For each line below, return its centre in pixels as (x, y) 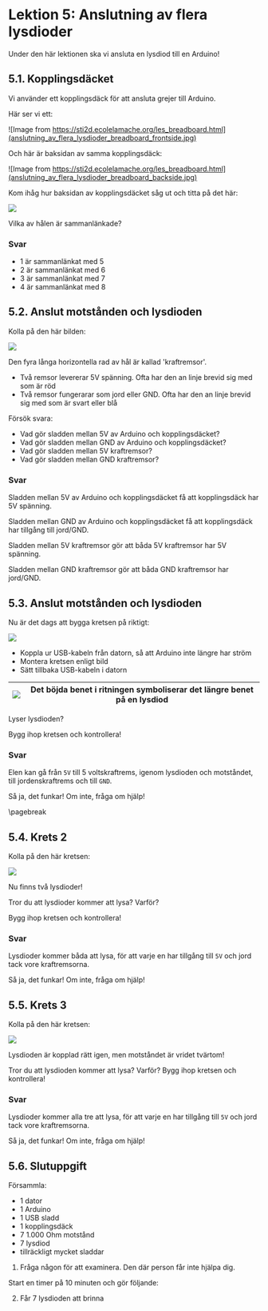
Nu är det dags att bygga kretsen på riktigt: (79, 622)
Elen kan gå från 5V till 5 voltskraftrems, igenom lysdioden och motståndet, (131, 773)
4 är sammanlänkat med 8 (63, 287)
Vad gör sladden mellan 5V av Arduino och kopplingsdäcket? (120, 434)
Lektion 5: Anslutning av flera (108, 15)
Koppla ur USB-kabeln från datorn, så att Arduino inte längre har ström (136, 653)
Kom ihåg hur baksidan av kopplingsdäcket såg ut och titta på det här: (123, 193)
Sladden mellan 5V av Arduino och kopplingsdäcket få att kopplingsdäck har (134, 498)
